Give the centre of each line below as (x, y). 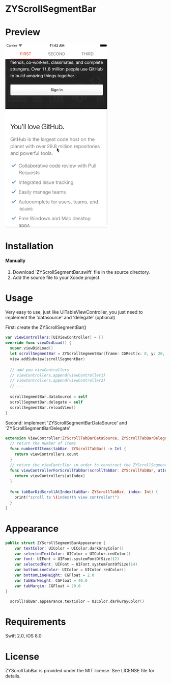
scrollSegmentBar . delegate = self (46, 402)
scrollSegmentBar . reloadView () (43, 407)
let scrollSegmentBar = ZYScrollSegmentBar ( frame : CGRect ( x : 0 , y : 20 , (88, 354)
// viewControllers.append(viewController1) (58, 375)
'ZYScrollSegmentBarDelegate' (38, 428)
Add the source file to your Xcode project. (56, 277)
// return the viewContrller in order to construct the (70, 465)
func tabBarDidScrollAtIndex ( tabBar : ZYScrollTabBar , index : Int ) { (84, 492)
